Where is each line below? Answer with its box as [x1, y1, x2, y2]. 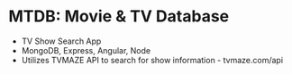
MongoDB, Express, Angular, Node [21, 45, 151, 55]
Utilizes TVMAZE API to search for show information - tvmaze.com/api [21, 54, 284, 65]
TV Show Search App [21, 36, 102, 46]
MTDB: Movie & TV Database [8, 6, 230, 27]
